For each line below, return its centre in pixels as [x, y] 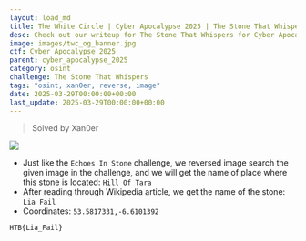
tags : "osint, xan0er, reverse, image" [85, 85]
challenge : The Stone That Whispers [79, 77]
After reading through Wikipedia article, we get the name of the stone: [154, 192]
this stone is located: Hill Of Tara [87, 182]
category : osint [40, 69]
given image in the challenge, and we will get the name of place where [155, 173]
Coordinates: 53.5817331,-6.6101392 [91, 211]
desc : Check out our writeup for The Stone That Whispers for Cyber [142, 35]
